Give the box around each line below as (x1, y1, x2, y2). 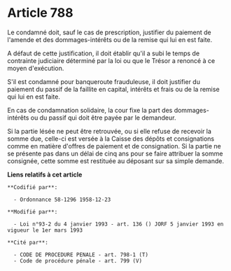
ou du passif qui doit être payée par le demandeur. (30, 113, 176, 122)
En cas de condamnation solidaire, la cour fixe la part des (7, 106, 173, 114)
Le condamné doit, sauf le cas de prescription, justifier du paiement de (7, 28, 211, 36)
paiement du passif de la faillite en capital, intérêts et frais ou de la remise (7, 85, 220, 93)
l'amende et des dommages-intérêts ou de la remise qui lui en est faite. (7, 35, 213, 43)
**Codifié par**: (7, 183, 58, 190)
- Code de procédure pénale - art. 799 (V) (13, 257, 142, 264)
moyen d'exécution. (7, 64, 64, 72)
